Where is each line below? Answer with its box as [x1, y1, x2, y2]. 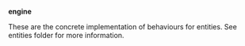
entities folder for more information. [8, 31, 124, 40]
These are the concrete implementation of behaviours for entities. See [8, 22, 238, 31]
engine [8, 7, 32, 16]
